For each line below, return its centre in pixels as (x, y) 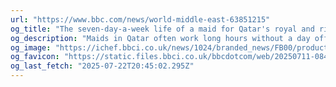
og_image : (31, 47)
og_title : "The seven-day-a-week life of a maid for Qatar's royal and (162, 29)
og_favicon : (35, 57)
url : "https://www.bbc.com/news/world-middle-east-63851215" (140, 19)
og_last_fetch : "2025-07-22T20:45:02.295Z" (102, 66)
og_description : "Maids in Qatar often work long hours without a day (160, 38)
